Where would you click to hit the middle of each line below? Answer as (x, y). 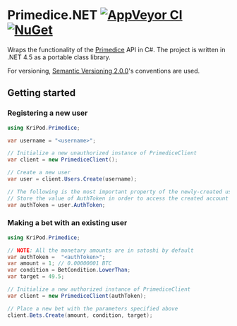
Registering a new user (48, 113)
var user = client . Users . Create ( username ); (72, 179)
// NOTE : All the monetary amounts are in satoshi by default (101, 250)
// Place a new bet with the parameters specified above (93, 308)
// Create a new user (39, 173)
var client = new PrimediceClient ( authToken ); (77, 296)
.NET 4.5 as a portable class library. (59, 57)
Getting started (42, 93)
